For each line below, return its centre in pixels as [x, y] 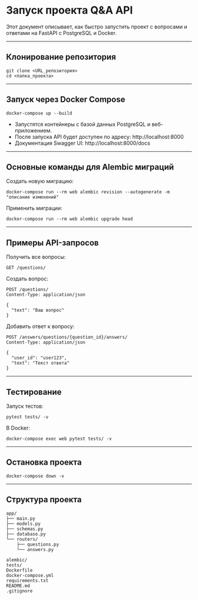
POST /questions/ [27, 290]
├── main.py [21, 518]
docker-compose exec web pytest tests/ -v [59, 439]
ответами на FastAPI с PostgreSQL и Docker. [61, 33]
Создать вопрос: [27, 279]
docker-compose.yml [30, 575]
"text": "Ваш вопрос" [38, 310]
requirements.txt [27, 580]
